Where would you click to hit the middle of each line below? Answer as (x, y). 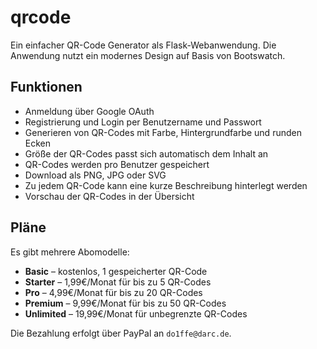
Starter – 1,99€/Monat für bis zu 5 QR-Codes (118, 282)
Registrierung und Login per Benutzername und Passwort (143, 122)
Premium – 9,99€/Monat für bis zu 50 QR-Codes (125, 303)
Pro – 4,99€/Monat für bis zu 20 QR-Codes (113, 292)
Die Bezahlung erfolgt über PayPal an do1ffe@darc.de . (121, 333)
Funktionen (46, 87)
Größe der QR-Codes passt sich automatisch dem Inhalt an (146, 153)
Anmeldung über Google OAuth (89, 111)
